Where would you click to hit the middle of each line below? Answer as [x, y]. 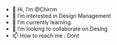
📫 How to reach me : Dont [45, 36]
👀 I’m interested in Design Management [62, 16]
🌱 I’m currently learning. [42, 22]
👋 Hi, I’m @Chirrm [34, 9]
